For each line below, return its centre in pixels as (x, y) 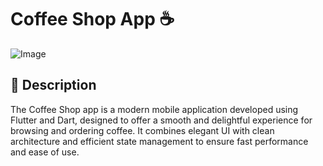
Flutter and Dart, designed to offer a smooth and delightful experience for (161, 120)
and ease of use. (45, 152)
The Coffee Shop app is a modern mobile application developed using (154, 109)
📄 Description (53, 85)
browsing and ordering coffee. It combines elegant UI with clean (142, 130)
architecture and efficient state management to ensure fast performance (159, 141)
